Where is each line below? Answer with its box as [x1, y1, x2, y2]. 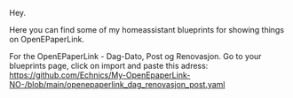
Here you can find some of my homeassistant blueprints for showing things [9, 25, 285, 34]
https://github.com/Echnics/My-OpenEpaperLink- [9, 70, 191, 80]
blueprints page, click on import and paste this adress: [9, 61, 209, 71]
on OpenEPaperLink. [9, 34, 85, 44]
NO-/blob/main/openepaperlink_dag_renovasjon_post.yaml [9, 79, 226, 89]
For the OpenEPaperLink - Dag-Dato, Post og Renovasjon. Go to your [9, 51, 262, 61]
